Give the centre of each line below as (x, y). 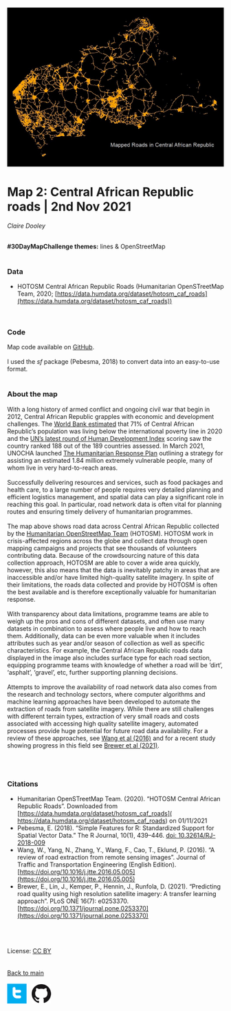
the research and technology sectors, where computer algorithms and (106, 694)
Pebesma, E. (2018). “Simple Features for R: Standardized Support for (115, 828)
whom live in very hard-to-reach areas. (63, 468)
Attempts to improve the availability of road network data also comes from (112, 687)
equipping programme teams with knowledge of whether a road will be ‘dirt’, (115, 665)
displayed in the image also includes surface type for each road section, (109, 657)
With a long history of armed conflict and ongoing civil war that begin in (109, 409)
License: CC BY (29, 951)
